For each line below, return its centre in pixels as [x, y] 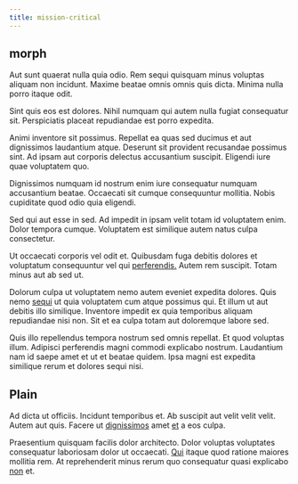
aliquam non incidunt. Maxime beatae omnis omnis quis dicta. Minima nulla [146, 85]
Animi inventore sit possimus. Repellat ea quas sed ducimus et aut [130, 138]
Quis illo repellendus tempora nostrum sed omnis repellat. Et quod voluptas [147, 338]
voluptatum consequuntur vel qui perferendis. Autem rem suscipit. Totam [143, 266]
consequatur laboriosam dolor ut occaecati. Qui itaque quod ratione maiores [149, 452]
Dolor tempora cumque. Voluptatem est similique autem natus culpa [133, 229]
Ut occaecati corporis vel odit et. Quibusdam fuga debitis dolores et [133, 256]
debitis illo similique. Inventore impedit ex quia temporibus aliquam [131, 311]
